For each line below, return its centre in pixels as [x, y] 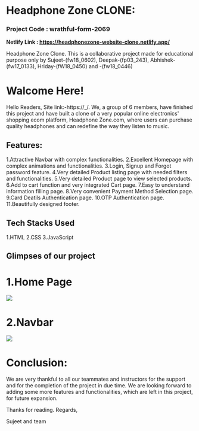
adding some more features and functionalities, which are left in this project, [100, 392]
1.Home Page [39, 282]
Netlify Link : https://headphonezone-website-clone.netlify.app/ [88, 42]
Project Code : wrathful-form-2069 [58, 29]
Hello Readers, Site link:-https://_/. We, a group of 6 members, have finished [99, 107]
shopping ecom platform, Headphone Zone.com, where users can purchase [99, 120]
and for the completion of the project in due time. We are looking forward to [99, 386]
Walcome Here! [45, 91]
